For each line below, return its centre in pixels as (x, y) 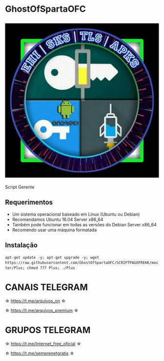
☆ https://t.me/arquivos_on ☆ (35, 301)
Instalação (21, 245)
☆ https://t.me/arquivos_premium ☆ (42, 310)
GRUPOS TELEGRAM (48, 330)
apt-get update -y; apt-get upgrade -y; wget (52, 257)
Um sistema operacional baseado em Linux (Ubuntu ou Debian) (76, 214)
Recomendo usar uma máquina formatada (54, 230)
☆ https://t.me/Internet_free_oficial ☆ (43, 343)
